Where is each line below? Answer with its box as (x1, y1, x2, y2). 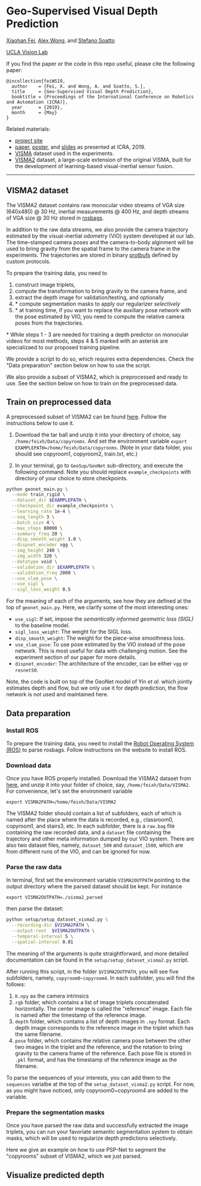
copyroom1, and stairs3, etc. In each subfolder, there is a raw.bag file (6, 822, 175, 829)
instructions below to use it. (6, 419, 75, 427)
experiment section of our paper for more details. (14, 654, 136, 661)
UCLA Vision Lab (6, 48, 48, 55)
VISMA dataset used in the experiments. (14, 149, 114, 157)
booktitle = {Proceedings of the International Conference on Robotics (11, 94, 194, 100)
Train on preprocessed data (6, 397, 112, 408)
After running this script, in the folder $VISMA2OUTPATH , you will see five (6, 968, 179, 975)
